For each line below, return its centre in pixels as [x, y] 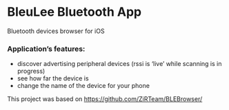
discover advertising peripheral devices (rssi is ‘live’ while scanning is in [119, 64]
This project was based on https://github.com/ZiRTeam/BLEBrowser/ [105, 99]
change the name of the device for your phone [83, 86]
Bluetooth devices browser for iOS [56, 31]
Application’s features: [46, 49]
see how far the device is [53, 78]
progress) [31, 71]
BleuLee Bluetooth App [74, 12]
